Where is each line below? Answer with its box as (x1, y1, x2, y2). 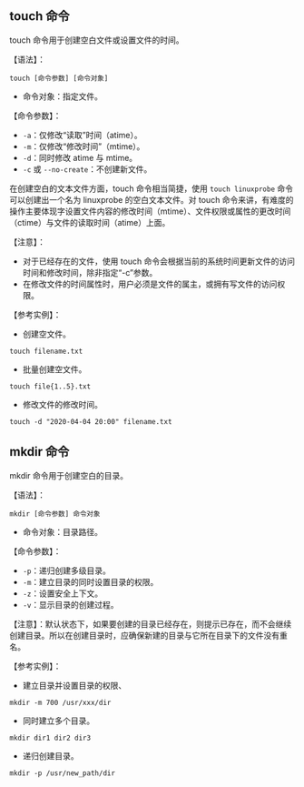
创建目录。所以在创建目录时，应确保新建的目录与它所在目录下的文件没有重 (9, 630, 288, 641)
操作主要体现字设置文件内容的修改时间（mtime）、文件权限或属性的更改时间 (9, 206, 291, 217)
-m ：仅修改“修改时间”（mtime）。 (22, 140, 145, 152)
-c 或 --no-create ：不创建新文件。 (22, 163, 152, 175)
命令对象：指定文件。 (22, 90, 103, 102)
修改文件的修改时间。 (22, 399, 103, 409)
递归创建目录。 (22, 750, 79, 762)
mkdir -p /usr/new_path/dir (9, 768, 116, 778)
